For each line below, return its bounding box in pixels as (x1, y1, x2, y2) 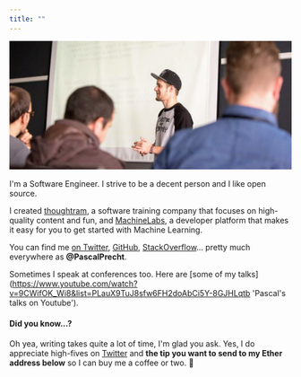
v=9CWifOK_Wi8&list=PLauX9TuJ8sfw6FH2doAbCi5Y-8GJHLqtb (9, 288, 251, 299)
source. (9, 188, 38, 199)
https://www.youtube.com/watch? (12, 278, 138, 289)
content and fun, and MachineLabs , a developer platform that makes (36, 215, 289, 226)
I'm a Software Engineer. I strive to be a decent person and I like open (9, 179, 266, 189)
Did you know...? (9, 319, 73, 329)
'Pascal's (252, 288, 287, 299)
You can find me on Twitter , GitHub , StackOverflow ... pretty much (9, 242, 251, 253)
